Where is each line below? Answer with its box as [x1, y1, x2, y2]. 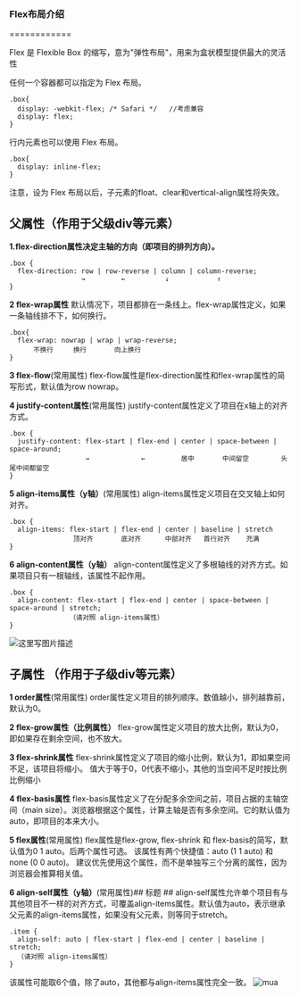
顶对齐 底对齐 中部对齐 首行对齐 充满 [72, 535, 260, 544]
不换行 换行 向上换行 [32, 345, 141, 354]
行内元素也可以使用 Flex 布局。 [9, 137, 123, 148]
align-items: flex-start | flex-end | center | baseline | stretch [17, 525, 274, 535]
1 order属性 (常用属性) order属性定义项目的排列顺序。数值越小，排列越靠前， [9, 692, 290, 702]
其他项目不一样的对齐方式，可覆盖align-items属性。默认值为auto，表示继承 [9, 898, 286, 909]
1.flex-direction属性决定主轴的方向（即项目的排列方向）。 [9, 241, 220, 252]
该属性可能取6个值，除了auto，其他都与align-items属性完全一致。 [9, 976, 252, 987]
